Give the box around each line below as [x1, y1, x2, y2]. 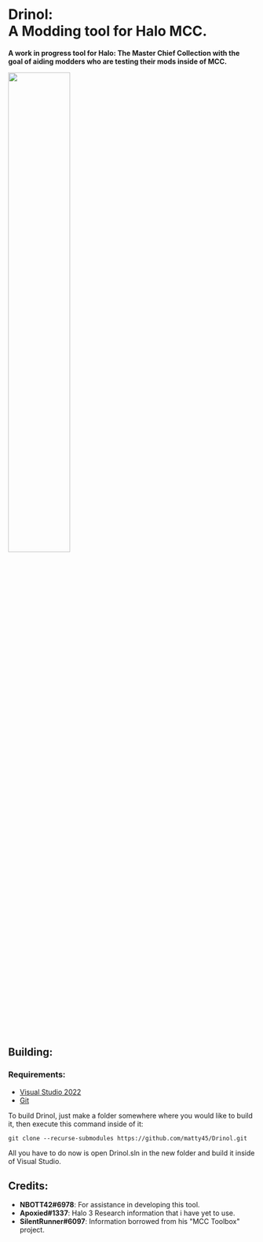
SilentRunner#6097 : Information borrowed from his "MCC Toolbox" [19, 1217, 240, 1226]
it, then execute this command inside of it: [8, 1119, 144, 1129]
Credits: [8, 1179, 49, 1193]
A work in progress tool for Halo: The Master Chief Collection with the [8, 48, 240, 57]
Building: [8, 1045, 53, 1059]
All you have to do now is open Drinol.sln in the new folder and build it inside [8, 1148, 255, 1158]
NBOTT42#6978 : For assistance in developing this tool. [19, 1200, 200, 1210]
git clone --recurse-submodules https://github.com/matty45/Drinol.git [8, 1134, 247, 1142]
